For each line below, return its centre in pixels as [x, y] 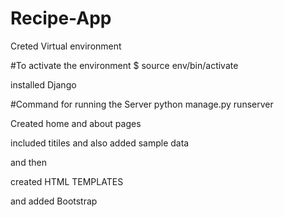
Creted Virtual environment [66, 46]
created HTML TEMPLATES [67, 181]
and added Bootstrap [54, 201]
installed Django [43, 84]
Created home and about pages [76, 123]
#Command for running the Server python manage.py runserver [142, 104]
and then [28, 162]
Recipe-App [61, 18]
